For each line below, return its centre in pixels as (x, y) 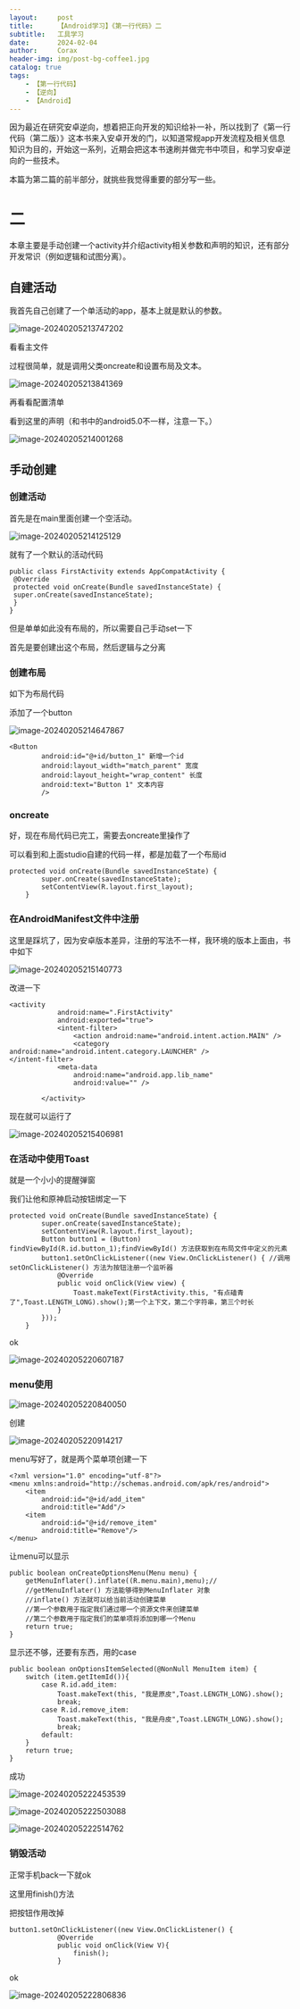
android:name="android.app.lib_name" (143, 1075)
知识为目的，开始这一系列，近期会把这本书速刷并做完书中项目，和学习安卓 (146, 149)
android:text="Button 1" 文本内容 (103, 785)
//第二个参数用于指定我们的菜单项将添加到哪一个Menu (111, 1619)
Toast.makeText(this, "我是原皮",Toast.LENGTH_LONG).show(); (170, 1695)
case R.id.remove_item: (85, 1710)
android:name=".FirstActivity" (115, 1012)
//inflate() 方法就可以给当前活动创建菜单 (96, 1600)
